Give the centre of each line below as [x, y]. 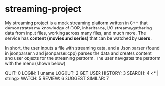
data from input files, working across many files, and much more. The [76, 33]
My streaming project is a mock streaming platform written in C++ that [76, 23]
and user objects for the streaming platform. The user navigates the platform [83, 58]
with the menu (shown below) [35, 63]
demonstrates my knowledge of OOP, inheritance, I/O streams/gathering [79, 28]
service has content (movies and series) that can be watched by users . [79, 38]
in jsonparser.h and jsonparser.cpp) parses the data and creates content [78, 53]
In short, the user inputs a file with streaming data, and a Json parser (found [82, 48]
